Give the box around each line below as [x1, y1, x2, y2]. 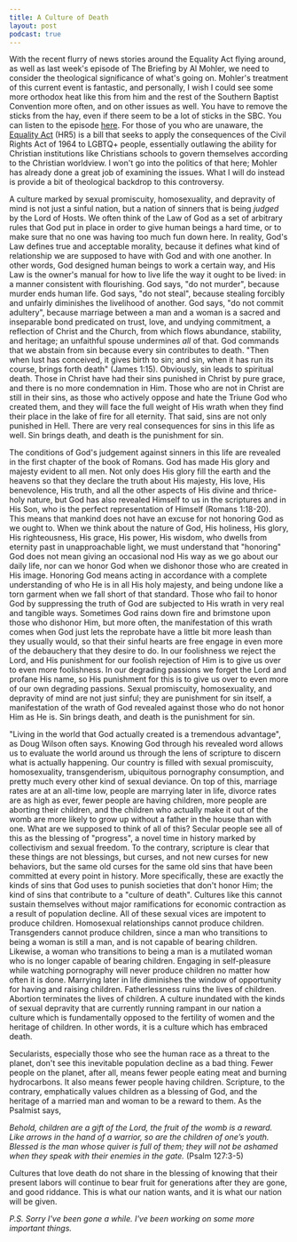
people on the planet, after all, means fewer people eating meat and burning [9, 1068, 287, 1078]
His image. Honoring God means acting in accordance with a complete [9, 570, 268, 581]
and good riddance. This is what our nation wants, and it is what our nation [9, 1187, 282, 1198]
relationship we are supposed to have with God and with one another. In [9, 251, 272, 261]
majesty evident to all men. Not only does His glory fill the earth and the [9, 466, 271, 477]
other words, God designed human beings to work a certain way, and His [9, 260, 276, 271]
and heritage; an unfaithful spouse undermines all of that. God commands [9, 335, 279, 347]
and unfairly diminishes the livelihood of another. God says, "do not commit [9, 298, 284, 308]
